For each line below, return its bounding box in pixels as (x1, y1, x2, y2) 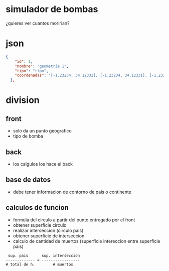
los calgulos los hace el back (13, 161, 73, 167)
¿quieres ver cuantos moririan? (6, 20, 70, 26)
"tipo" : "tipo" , (15, 68, 49, 73)
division (6, 94, 40, 106)
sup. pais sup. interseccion (8, 253, 80, 258)
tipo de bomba (13, 133, 44, 139)
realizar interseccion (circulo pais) (13, 227, 84, 233)
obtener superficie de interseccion (13, 232, 85, 239)
